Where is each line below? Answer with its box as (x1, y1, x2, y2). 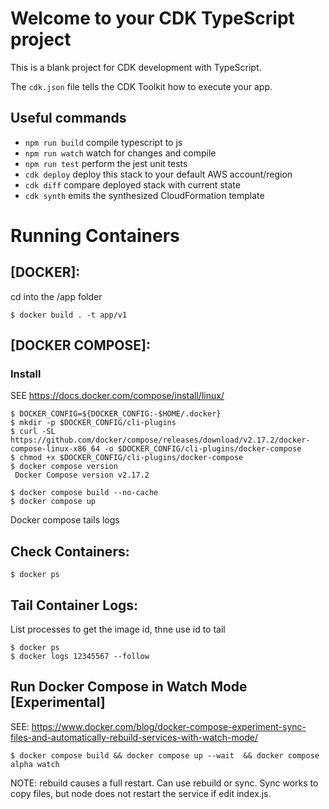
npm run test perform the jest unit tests (24, 157, 188, 169)
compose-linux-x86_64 (10, 444, 101, 454)
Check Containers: (10, 543, 130, 560)
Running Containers (10, 224, 180, 247)
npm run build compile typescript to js (24, 136, 183, 148)
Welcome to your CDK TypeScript (10, 7, 295, 30)
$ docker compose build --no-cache (10, 488, 159, 498)
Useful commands (10, 110, 127, 127)
